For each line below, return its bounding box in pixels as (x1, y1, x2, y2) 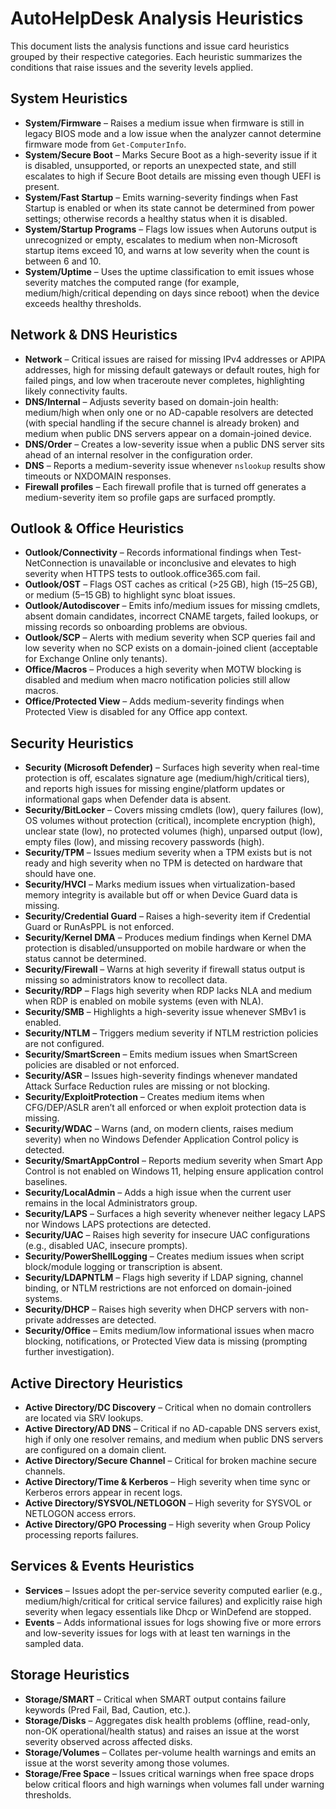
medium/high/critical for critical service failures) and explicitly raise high (24, 1595, 323, 1607)
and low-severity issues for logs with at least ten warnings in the (24, 1627, 291, 1639)
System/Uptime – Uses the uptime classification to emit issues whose (24, 265, 315, 277)
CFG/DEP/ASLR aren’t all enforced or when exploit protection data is (24, 1102, 307, 1114)
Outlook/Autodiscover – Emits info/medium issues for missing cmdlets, (24, 600, 321, 612)
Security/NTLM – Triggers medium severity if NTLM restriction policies (24, 1027, 319, 1039)
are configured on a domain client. (24, 1444, 167, 1456)
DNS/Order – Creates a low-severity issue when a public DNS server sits (24, 438, 325, 450)
